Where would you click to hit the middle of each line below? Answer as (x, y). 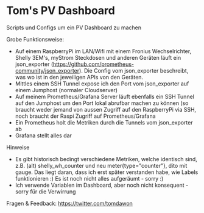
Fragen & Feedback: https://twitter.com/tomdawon (69, 203)
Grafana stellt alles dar (43, 135)
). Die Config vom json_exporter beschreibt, (134, 70)
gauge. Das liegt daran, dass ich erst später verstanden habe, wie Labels (107, 172)
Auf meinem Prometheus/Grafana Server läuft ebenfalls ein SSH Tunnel (105, 96)
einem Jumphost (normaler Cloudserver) (66, 90)
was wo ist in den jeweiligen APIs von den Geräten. (79, 77)
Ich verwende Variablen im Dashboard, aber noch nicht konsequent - (102, 185)
